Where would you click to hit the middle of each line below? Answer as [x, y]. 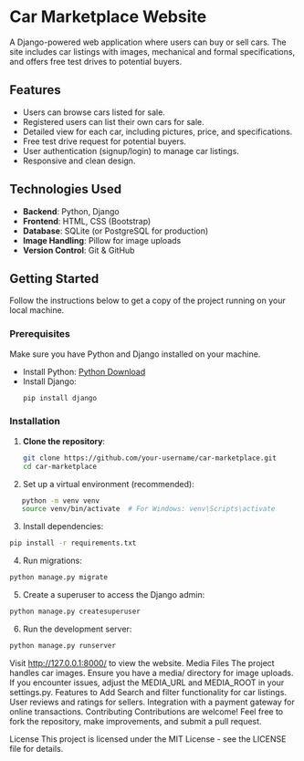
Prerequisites [40, 334]
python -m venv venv [61, 500]
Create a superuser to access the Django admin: [114, 595]
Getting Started [54, 279]
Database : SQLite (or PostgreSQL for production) [115, 231]
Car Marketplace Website [108, 17]
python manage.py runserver [63, 645]
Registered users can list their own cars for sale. [113, 121]
